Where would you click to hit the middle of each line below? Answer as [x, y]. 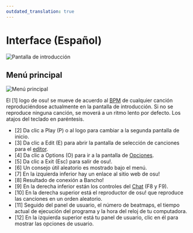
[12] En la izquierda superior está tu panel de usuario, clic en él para [96, 218]
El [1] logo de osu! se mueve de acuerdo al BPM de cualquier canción [89, 101]
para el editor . [31, 149]
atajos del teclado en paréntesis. [45, 119]
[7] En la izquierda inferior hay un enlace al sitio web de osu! [87, 174]
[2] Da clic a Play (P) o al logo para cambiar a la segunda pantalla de [97, 131]
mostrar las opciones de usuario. [54, 224]
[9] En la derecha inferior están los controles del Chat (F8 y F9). [91, 186]
